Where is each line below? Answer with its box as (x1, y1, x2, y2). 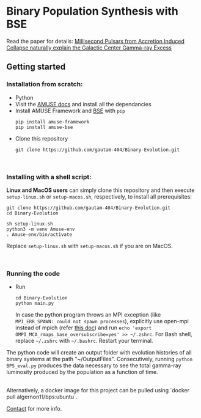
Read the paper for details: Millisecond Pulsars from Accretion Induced (6, 37, 185, 45)
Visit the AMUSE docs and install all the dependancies (15, 100, 152, 108)
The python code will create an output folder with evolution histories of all (6, 349, 192, 356)
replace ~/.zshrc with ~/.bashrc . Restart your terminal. (15, 337, 153, 345)
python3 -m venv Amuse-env (6, 226, 75, 232)
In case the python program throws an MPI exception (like (15, 311, 161, 318)
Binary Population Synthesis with (6, 4, 178, 18)
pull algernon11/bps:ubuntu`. (6, 393, 78, 401)
